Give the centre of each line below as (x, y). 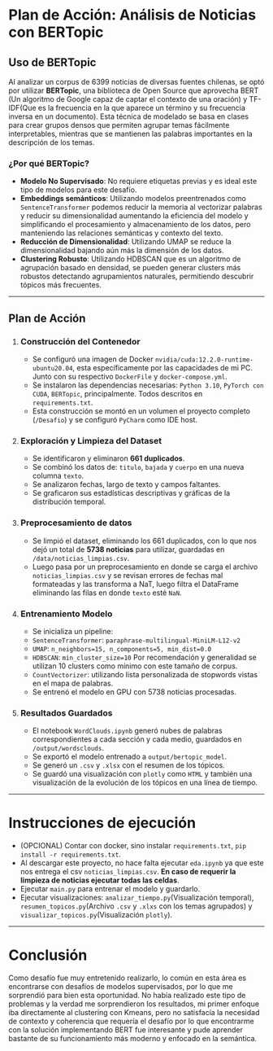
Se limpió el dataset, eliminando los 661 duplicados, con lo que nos (145, 541)
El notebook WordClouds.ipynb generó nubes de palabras (127, 731)
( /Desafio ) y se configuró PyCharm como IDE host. (115, 419)
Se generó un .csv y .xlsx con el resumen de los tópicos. (128, 765)
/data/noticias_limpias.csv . (81, 558)
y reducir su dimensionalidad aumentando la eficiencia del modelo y (134, 216)
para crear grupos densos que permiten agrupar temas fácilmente (119, 125)
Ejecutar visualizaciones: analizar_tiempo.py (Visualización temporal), (137, 898)
